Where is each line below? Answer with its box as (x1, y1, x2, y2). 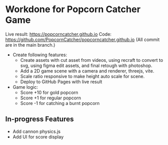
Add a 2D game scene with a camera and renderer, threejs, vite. (20, 67, 154, 74)
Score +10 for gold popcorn (20, 89, 78, 95)
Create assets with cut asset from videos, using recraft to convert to (20, 57, 163, 63)
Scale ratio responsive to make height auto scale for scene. (20, 73, 145, 79)
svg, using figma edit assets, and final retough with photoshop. (20, 62, 153, 68)
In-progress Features (5, 115, 74, 124)
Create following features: (12, 52, 67, 58)
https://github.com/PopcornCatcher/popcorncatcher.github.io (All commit (5, 37, 160, 43)
